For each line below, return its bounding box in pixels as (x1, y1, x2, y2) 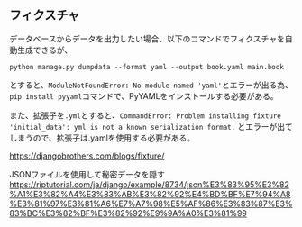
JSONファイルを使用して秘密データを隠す (9, 168, 165, 179)
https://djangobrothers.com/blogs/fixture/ (9, 150, 165, 161)
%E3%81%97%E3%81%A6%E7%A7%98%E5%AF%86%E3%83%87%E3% (9, 198, 293, 209)
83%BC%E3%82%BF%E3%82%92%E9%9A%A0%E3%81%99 (9, 207, 248, 218)
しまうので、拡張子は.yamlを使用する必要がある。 (9, 132, 196, 143)
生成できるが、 (16, 44, 73, 55)
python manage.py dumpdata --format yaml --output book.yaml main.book (9, 62, 284, 71)
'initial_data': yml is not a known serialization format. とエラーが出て (9, 121, 293, 132)
